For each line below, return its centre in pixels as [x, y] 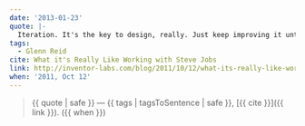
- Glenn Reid [42, 52]
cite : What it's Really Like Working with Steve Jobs [113, 60]
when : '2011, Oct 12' [50, 77]
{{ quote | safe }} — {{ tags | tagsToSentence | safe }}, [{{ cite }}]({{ [157, 102]
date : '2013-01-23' [46, 18]
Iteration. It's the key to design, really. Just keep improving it [150, 34]
